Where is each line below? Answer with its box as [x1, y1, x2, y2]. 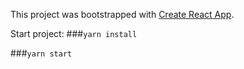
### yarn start [10, 47, 73, 59]
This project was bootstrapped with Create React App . [10, 9, 235, 20]
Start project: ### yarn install [10, 28, 138, 39]
